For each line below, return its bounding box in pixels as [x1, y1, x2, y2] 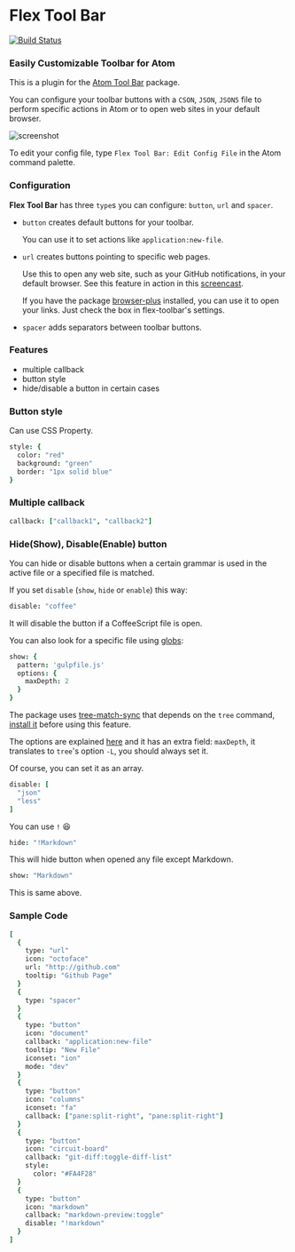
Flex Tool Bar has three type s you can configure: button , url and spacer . [9, 199, 274, 210]
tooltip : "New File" [25, 1045, 101, 1054]
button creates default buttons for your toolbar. [21, 217, 195, 227]
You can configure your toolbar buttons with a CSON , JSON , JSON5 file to [9, 94, 262, 105]
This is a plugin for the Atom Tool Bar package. [9, 77, 180, 88]
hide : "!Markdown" [9, 838, 77, 847]
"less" [17, 796, 42, 805]
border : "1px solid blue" [17, 467, 113, 476]
